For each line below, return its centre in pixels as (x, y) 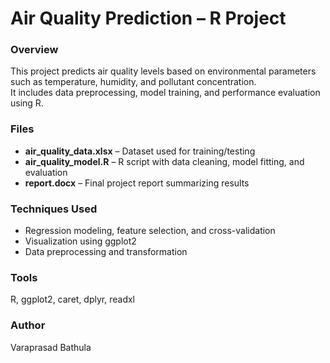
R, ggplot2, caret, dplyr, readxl (72, 299)
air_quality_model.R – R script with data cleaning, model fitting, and (164, 161)
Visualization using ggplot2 (80, 241)
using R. (27, 103)
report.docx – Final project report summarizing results (137, 183)
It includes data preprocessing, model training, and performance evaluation (165, 93)
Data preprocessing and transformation (106, 252)
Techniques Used (54, 209)
